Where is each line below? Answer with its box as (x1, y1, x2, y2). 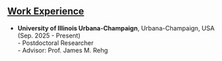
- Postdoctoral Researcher (17, 38, 94, 47)
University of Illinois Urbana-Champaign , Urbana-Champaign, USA (17, 24, 215, 32)
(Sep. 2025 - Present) (17, 31, 81, 40)
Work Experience (7, 6, 85, 17)
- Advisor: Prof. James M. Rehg (17, 46, 109, 54)
